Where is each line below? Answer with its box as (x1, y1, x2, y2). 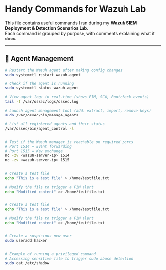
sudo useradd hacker (5, 238, 48, 243)
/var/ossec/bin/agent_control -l (5, 126, 74, 131)
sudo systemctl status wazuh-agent (5, 85, 79, 91)
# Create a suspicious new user (5, 233, 72, 238)
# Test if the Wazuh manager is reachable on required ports (5, 139, 134, 144)
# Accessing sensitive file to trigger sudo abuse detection (5, 256, 134, 261)
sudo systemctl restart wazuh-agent (5, 72, 81, 77)
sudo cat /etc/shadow (5, 261, 50, 266)
